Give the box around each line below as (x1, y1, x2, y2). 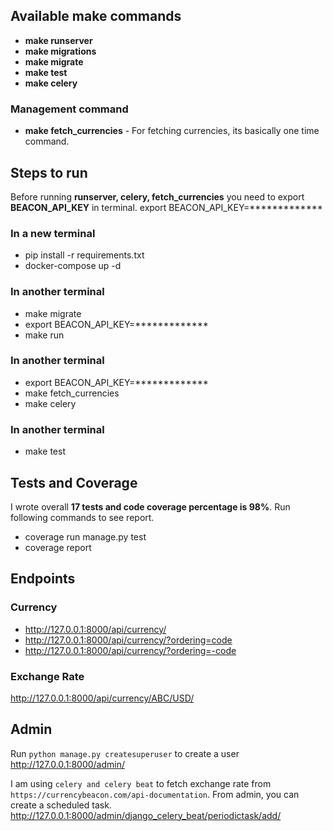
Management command (10, 102, 129, 116)
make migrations (24, 45, 97, 57)
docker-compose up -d (24, 260, 122, 272)
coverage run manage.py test (24, 530, 147, 543)
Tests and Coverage (10, 474, 138, 491)
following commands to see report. (10, 511, 155, 523)
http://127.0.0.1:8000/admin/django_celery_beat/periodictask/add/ (10, 809, 282, 821)
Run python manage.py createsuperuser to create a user (10, 747, 240, 759)
